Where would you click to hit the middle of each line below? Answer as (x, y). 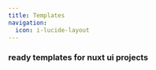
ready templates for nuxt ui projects (78, 57)
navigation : (28, 23)
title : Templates (37, 15)
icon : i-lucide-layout (52, 30)
